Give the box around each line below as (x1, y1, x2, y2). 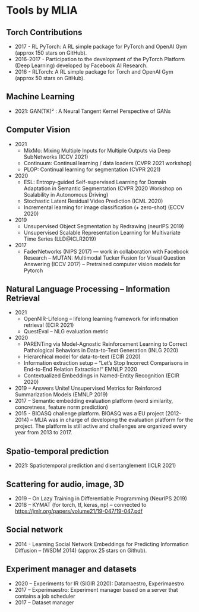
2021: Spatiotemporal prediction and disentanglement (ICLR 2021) (14, 462, 176, 469)
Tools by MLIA (6, 4, 78, 17)
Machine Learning (6, 92, 75, 102)
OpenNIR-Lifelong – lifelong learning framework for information (23, 316, 179, 323)
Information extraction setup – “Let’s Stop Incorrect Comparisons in (23, 359, 189, 367)
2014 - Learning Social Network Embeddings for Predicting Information (14, 540, 189, 547)
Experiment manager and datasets (6, 564, 137, 574)
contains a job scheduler (14, 592, 75, 600)
